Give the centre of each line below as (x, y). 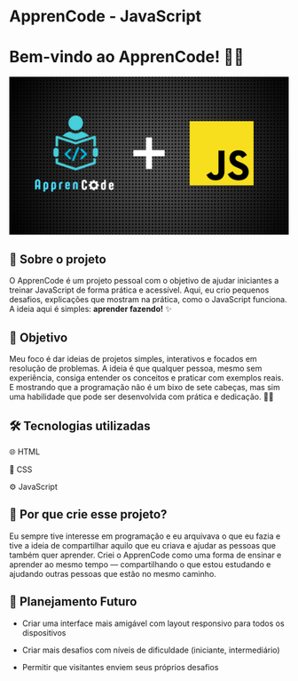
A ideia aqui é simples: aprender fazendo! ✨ (90, 309)
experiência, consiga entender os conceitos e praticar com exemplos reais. (146, 378)
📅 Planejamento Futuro (73, 602)
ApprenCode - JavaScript (106, 16)
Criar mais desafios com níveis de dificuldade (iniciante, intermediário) (151, 650)
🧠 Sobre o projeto (58, 260)
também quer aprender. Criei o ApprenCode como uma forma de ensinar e (145, 555)
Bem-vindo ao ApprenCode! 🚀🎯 (127, 57)
